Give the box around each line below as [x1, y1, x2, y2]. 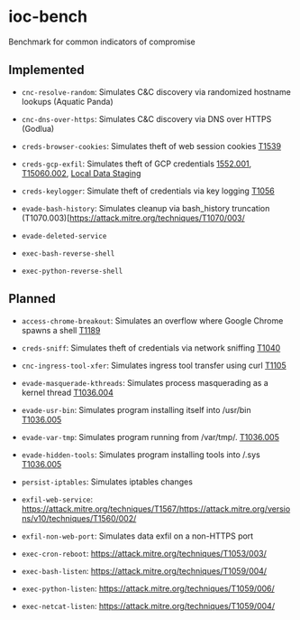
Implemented [8, 62, 85, 78]
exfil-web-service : [21, 493, 94, 504]
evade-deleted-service [21, 231, 107, 240]
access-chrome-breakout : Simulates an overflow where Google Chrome [21, 315, 284, 326]
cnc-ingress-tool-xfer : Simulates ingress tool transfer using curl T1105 [21, 360, 286, 371]
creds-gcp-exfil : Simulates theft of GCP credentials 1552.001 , [21, 158, 252, 169]
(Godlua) [21, 123, 55, 134]
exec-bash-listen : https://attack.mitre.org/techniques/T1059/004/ [21, 565, 268, 576]
